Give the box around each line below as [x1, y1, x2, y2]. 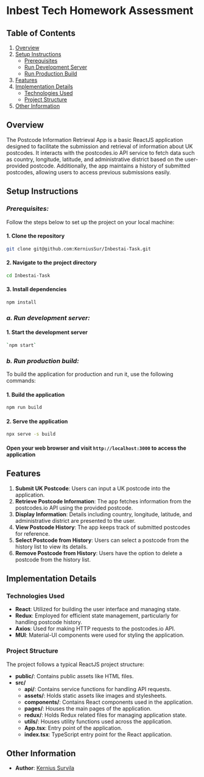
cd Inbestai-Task [6, 272, 51, 279]
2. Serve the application [6, 417, 68, 425]
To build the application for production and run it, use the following [6, 371, 174, 378]
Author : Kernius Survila [15, 764, 75, 772]
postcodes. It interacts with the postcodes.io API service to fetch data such [6, 149, 195, 156]
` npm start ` [6, 342, 37, 348]
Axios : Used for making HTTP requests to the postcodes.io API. [15, 625, 175, 633]
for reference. [15, 530, 50, 537]
